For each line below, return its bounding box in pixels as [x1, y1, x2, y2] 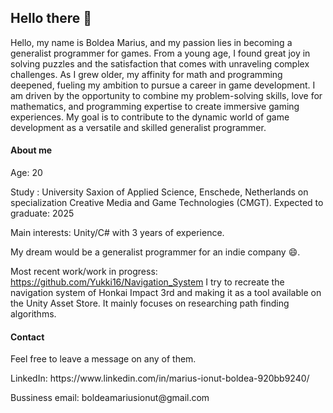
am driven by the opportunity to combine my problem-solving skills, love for [10, 89, 323, 101]
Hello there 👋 [10, 10, 93, 27]
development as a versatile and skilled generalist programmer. [10, 121, 267, 133]
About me [10, 144, 53, 156]
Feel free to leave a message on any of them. [10, 353, 197, 365]
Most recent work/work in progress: [10, 266, 158, 278]
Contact [10, 331, 45, 343]
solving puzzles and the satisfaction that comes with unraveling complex [10, 57, 310, 70]
